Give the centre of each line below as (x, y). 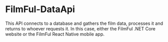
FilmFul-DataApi (40, 9)
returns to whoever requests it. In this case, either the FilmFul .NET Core (80, 28)
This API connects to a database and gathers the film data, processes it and (84, 23)
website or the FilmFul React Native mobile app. (55, 34)
